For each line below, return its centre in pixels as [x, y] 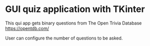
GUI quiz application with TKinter [75, 9]
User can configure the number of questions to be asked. [64, 38]
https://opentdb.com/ [27, 28]
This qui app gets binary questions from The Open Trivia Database [74, 23]
